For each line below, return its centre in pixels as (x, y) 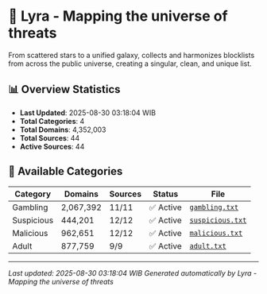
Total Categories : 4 (52, 121)
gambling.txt (214, 207)
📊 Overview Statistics (64, 89)
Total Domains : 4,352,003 (63, 130)
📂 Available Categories (66, 171)
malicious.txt (216, 233)
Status (166, 194)
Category (33, 194)
